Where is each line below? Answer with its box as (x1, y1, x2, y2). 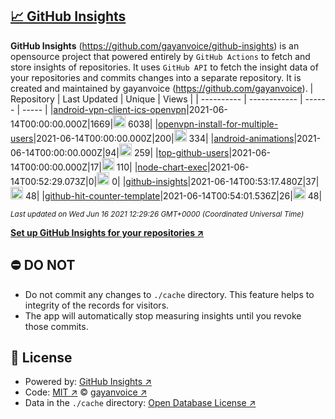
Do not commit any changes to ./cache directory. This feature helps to (24, 288, 315, 300)
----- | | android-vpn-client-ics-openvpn (21, 103, 187, 115)
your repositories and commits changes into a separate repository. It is (10, 71, 302, 83)
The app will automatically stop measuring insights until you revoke (24, 309, 302, 322)
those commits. (24, 320, 89, 332)
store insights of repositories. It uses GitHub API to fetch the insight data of (10, 61, 319, 73)
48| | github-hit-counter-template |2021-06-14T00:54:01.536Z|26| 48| (24, 189, 323, 202)
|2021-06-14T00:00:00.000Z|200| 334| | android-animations (33, 132, 295, 144)
